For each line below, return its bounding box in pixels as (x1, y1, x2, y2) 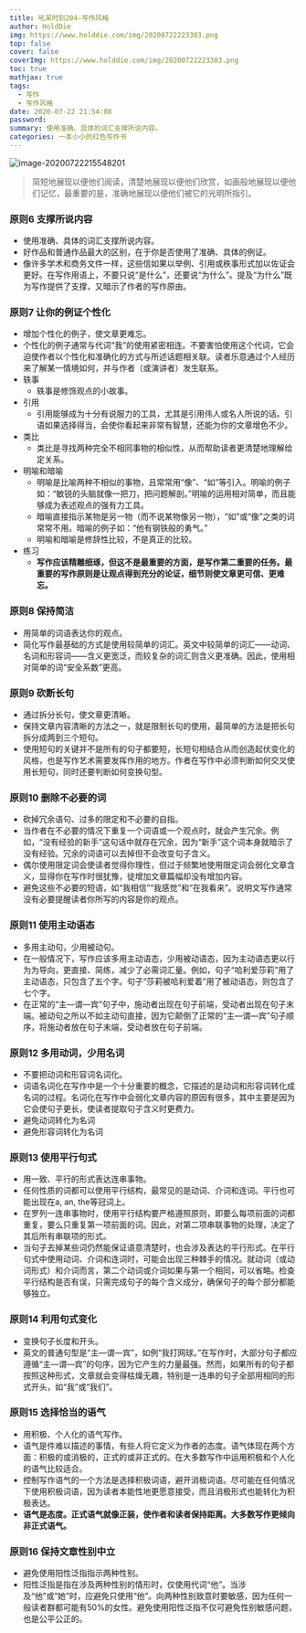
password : (9, 115, 47, 124)
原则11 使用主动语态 (9, 919, 95, 932)
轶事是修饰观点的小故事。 (36, 386, 133, 397)
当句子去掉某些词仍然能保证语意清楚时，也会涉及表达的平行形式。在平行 (22, 1242, 295, 1253)
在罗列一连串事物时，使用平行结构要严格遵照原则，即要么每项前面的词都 (22, 1208, 295, 1219)
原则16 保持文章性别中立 (9, 1545, 116, 1558)
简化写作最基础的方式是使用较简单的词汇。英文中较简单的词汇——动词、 (22, 639, 295, 650)
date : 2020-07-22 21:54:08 (9, 107, 112, 116)
